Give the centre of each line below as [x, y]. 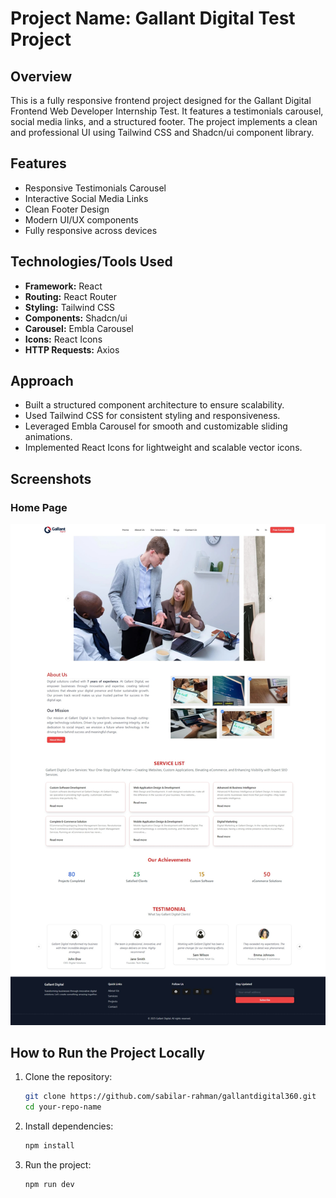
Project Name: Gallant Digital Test [153, 18]
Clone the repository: [68, 1077]
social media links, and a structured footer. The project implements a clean [164, 121]
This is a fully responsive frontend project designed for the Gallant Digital [161, 100]
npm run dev [49, 1184]
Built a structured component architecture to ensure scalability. [154, 405]
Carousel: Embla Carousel [79, 328]
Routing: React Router [71, 296]
